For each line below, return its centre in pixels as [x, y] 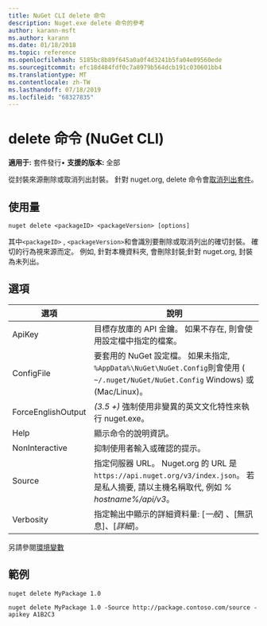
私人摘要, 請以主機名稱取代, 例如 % [167, 487]
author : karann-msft [43, 30]
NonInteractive [40, 448]
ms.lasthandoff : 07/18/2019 [55, 90]
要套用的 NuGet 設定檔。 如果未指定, [162, 355]
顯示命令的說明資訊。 [134, 433]
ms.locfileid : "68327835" [51, 97]
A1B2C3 [44, 614]
